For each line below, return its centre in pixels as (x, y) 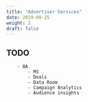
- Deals (37, 77)
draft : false (23, 28)
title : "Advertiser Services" (44, 12)
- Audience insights (54, 93)
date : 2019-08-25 (28, 17)
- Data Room (43, 82)
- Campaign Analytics (55, 88)
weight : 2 (19, 23)
